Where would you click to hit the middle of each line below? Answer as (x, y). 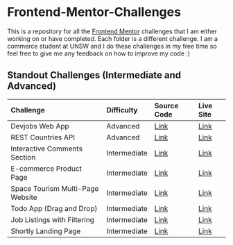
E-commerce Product (46, 169)
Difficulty (122, 110)
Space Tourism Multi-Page (55, 188)
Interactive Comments (47, 149)
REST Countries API (43, 137)
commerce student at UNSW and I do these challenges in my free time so (112, 46)
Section (23, 157)
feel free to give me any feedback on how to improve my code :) (99, 53)
